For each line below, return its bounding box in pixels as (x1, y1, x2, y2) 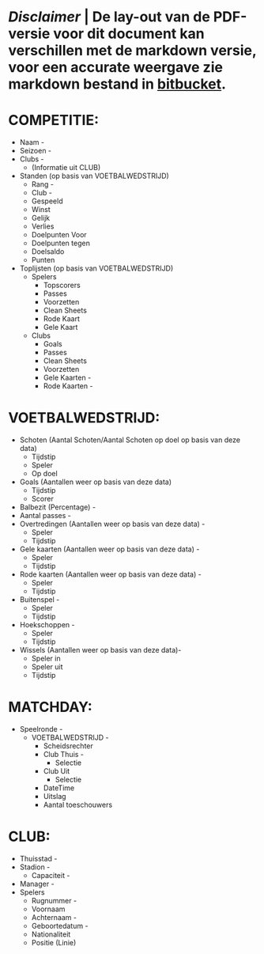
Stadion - (19, 862, 51, 872)
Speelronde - (19, 725, 63, 733)
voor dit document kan (52, 25, 205, 43)
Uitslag (43, 792, 66, 801)
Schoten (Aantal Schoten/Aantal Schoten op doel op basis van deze (19, 435, 241, 445)
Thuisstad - (19, 854, 58, 863)
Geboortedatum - (31, 921, 89, 930)
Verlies (31, 221, 55, 231)
